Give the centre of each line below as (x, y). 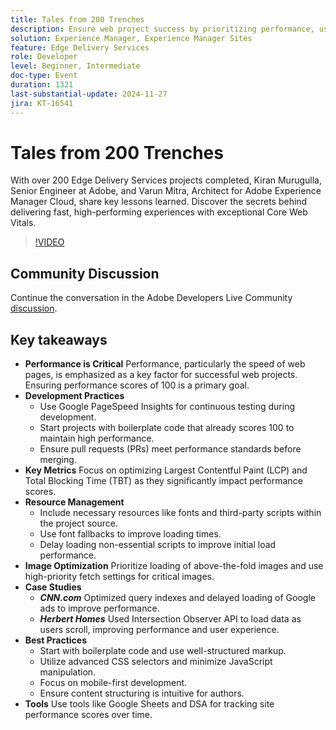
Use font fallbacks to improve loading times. (130, 534)
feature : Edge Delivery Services (80, 47)
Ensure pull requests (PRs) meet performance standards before (170, 449)
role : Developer (44, 57)
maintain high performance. (97, 438)
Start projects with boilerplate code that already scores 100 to (167, 428)
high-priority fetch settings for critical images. (119, 577)
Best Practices (55, 640)
